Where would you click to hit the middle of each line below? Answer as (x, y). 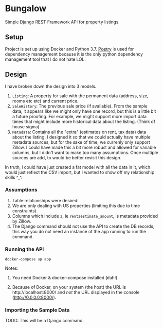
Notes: (12, 268)
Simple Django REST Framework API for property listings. (63, 22)
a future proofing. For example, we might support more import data (79, 116)
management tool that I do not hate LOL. (45, 59)
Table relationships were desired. (45, 200)
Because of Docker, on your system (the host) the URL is (69, 287)
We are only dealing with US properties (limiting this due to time (76, 206)
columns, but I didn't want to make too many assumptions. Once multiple (85, 152)
